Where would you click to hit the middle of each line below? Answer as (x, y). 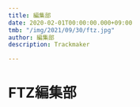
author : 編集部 (31, 37)
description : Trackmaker (49, 45)
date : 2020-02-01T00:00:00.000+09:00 (70, 23)
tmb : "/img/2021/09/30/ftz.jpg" (61, 30)
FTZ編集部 (42, 93)
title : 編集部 (30, 15)
